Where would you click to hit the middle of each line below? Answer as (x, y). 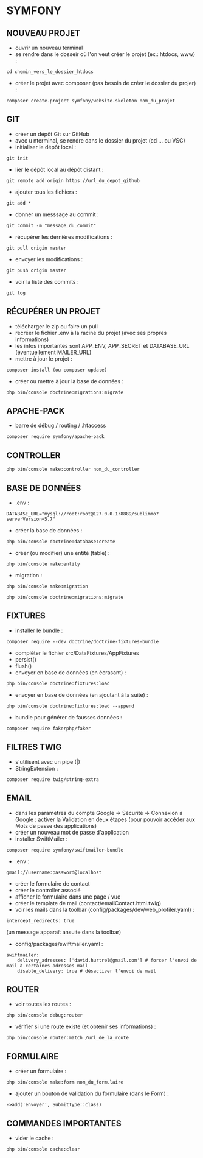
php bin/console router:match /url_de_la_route (68, 1038)
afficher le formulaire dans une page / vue (68, 897)
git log (16, 293)
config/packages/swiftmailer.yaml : (59, 944)
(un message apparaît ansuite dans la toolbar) (64, 932)
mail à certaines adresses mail (47, 966)
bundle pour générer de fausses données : (69, 717)
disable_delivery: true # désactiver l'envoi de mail (87, 971)
